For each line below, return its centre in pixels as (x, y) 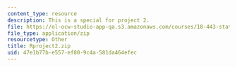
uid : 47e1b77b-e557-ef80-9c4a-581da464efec (72, 53)
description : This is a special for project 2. (79, 20)
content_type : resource (42, 14)
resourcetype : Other (38, 40)
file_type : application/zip (49, 33)
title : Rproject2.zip (39, 46)
